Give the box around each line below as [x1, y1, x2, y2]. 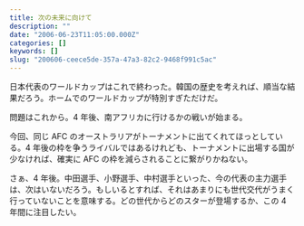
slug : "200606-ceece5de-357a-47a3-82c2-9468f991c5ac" [9, 55, 218, 64]
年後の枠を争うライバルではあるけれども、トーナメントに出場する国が [32, 142, 295, 153]
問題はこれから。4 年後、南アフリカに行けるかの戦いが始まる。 [9, 112, 248, 122]
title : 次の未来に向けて [9, 13, 93, 23]
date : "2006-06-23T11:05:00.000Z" [9, 30, 141, 39]
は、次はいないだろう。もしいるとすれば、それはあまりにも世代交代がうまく [9, 184, 295, 194]
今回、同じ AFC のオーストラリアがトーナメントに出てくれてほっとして [9, 131, 276, 141]
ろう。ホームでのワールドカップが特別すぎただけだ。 [25, 92, 223, 103]
